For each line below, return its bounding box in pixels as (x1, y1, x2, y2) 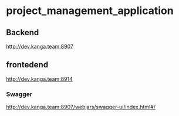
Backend (6, 28, 39, 37)
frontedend (6, 60, 49, 70)
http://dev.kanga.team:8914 (6, 75, 73, 83)
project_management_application (6, 4, 174, 18)
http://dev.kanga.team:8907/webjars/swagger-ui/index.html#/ (6, 104, 156, 111)
